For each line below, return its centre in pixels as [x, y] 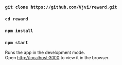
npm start [17, 42]
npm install [19, 31]
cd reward [17, 19]
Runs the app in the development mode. [45, 52]
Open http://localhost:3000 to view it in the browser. [57, 58]
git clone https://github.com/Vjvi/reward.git [61, 7]
